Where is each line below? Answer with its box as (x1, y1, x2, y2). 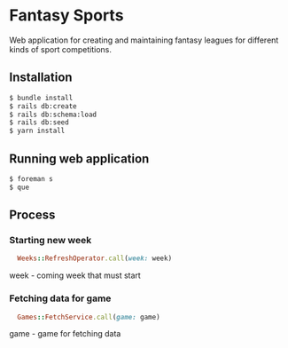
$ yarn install (9, 126, 66, 136)
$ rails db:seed (9, 118, 69, 127)
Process (9, 208, 56, 223)
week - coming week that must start (9, 270, 142, 281)
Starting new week (9, 234, 92, 246)
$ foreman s (9, 174, 53, 183)
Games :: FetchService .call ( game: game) (17, 312, 161, 321)
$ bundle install (9, 93, 74, 102)
